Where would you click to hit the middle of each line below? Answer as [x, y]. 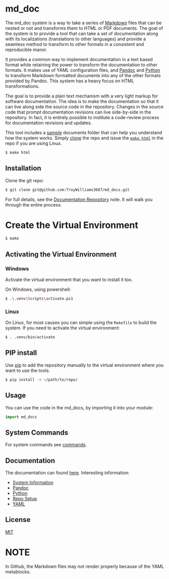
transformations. [22, 86]
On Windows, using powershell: [38, 289]
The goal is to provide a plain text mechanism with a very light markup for [81, 96]
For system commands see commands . [46, 445]
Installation [23, 168]
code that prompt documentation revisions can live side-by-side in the [78, 112]
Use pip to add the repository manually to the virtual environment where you [84, 365]
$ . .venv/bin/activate [30, 337]
